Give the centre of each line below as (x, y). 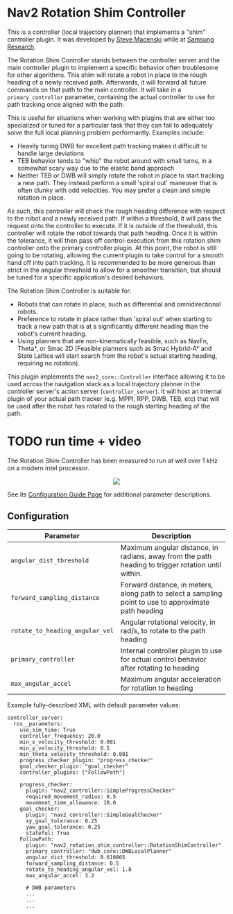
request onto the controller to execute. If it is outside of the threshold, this (112, 225)
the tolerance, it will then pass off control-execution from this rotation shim (114, 240)
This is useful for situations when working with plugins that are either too (111, 118)
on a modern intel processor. (48, 468)
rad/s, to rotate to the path (163, 630)
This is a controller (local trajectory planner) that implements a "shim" (106, 32)
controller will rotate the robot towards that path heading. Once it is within (112, 233)
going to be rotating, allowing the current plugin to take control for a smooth (115, 255)
